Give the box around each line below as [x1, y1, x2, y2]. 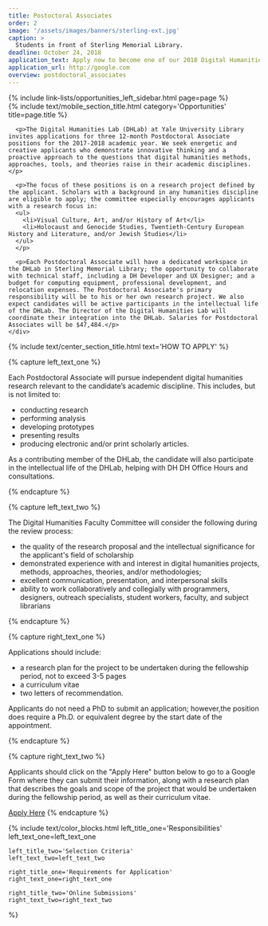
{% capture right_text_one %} [8, 632, 106, 641]
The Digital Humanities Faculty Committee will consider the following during [8, 518, 258, 527]
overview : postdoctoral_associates [8, 71, 127, 79]
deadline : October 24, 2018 [8, 49, 102, 57]
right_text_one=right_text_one [8, 875, 112, 883]
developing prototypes [19, 422, 95, 431]
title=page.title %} [8, 109, 68, 120]
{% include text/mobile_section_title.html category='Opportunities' [8, 101, 227, 111]
